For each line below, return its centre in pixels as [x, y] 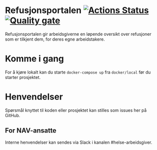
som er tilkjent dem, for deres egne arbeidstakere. [55, 39]
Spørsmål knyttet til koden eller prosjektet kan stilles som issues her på [76, 110]
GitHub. [13, 115]
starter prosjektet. [23, 77]
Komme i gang [34, 59]
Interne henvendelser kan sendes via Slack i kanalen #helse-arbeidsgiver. [79, 142]
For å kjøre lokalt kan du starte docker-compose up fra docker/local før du [78, 72]
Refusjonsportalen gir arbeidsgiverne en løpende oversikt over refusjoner [78, 34]
